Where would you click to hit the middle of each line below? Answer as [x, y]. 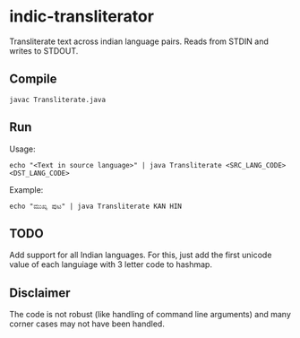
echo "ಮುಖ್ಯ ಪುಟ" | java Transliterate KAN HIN [95, 206]
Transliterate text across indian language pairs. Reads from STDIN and [139, 41]
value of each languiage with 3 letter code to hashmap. [111, 264]
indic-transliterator [82, 17]
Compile [33, 79]
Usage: [22, 149]
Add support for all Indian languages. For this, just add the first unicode [141, 255]
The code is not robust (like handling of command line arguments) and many [150, 315]
